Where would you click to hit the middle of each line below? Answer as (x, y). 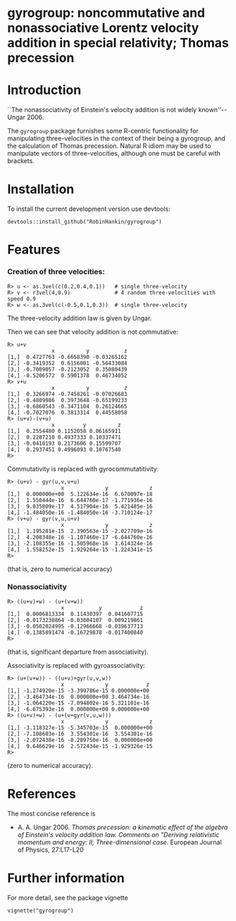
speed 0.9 (22, 299)
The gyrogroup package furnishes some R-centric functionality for (103, 131)
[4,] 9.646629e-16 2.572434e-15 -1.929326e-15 (80, 746)
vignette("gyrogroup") (41, 910)
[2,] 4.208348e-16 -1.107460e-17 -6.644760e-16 (80, 537)
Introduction (44, 90)
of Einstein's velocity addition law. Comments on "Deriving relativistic (118, 834)
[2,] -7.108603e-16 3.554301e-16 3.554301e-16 (80, 734)
